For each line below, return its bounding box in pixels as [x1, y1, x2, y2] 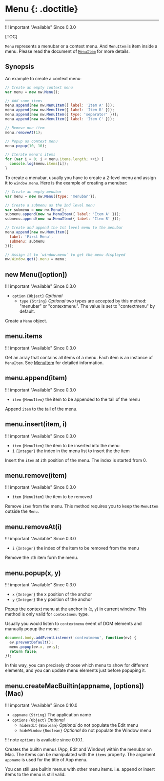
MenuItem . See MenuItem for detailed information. [5, 360, 104, 366]
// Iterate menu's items [5, 152, 56, 157]
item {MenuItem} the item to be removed [12, 494, 92, 500]
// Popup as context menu [5, 138, 58, 144]
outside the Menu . [5, 508, 39, 514]
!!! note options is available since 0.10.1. [5, 737, 84, 743]
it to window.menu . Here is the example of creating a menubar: [5, 180, 128, 185]
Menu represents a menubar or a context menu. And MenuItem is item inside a [5, 43, 158, 49]
